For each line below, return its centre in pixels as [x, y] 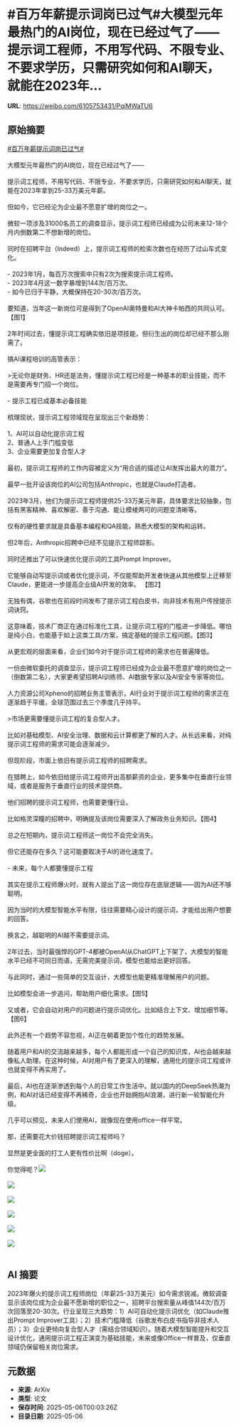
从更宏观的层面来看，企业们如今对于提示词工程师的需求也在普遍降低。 [110, 651]
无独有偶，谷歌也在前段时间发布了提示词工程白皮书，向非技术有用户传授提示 [119, 600]
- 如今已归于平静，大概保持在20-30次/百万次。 [76, 292]
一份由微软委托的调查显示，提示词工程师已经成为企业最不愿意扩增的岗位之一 [119, 668]
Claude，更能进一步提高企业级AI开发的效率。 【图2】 [86, 584]
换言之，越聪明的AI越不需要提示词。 [60, 935]
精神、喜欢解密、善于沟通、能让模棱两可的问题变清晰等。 [116, 509]
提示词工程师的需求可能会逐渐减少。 [60, 743]
